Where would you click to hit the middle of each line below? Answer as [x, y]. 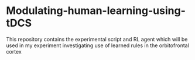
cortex [14, 51]
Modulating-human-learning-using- [96, 11]
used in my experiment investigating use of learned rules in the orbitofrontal [97, 45]
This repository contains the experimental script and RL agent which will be [97, 39]
